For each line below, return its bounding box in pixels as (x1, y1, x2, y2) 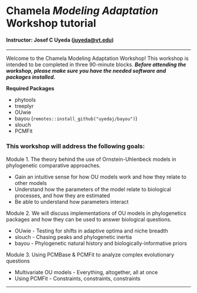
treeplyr (14, 103, 34, 110)
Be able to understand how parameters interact (14, 198, 129, 205)
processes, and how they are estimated (14, 192, 110, 199)
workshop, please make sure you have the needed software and (6, 68, 167, 75)
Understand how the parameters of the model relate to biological (14, 186, 171, 193)
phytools (14, 96, 36, 103)
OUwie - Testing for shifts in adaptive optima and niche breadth (14, 227, 168, 234)
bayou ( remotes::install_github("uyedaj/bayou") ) (14, 115, 138, 122)
